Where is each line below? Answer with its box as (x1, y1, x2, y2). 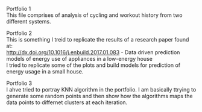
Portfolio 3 (6, 79, 32, 87)
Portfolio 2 (6, 30, 32, 37)
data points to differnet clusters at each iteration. (6, 99, 128, 106)
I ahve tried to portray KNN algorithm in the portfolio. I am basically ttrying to (6, 86, 197, 93)
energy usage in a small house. (6, 68, 84, 75)
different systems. (6, 18, 51, 25)
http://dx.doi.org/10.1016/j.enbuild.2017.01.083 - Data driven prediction (6, 49, 180, 56)
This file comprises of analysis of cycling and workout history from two (6, 11, 183, 19)
